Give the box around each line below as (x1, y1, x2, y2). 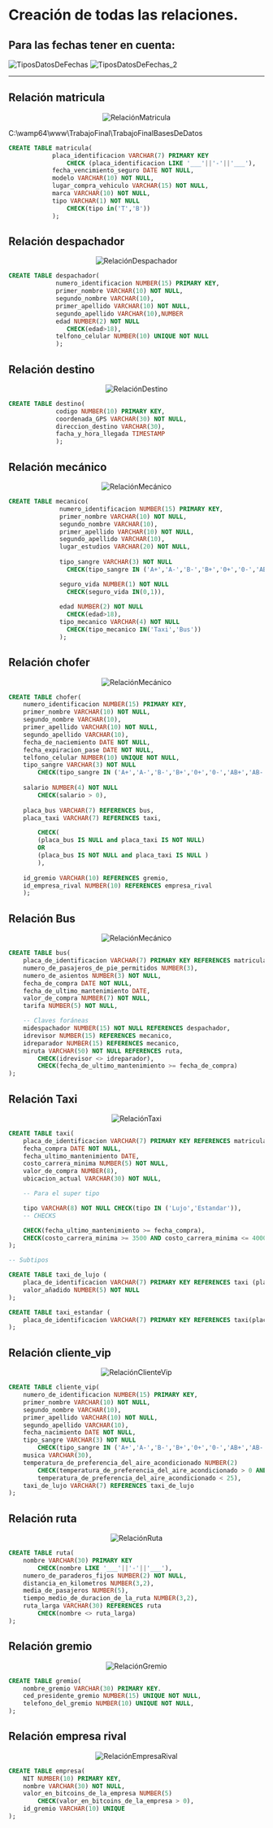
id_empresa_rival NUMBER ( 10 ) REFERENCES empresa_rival (23, 881, 213, 890)
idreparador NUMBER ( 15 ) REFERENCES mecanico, (23, 1039, 180, 1047)
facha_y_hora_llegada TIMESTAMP (55, 430, 165, 438)
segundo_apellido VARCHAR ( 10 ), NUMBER (55, 309, 184, 318)
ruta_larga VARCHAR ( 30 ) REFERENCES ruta (23, 1602, 162, 1610)
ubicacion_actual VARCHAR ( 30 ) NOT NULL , (23, 1175, 162, 1183)
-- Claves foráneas (23, 1017, 89, 1025)
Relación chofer (8, 656, 91, 670)
